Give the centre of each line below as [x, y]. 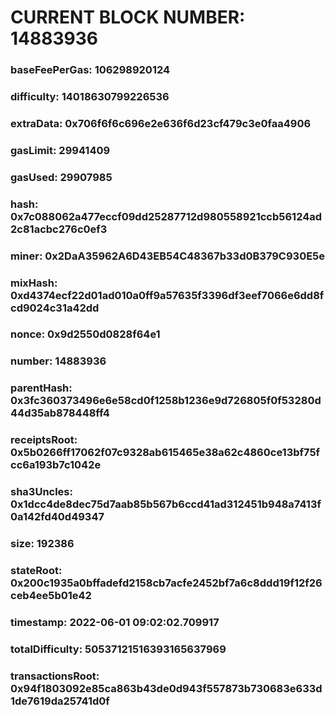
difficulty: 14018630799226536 [90, 97]
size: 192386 [42, 544]
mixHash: [34, 283]
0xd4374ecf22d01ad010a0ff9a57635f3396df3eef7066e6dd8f [167, 295]
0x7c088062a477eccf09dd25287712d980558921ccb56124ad [166, 216]
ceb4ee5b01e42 [51, 596]
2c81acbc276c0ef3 [59, 229]
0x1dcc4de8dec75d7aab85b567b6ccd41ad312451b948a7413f [166, 504]
